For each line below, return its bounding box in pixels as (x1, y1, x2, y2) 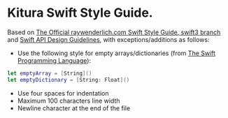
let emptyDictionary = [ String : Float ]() (7, 76, 130, 83)
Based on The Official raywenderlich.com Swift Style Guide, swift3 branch (7, 28, 221, 36)
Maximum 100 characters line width (17, 96, 120, 105)
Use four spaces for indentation (17, 89, 109, 97)
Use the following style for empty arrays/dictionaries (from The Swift (17, 49, 215, 57)
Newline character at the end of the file (17, 103, 131, 112)
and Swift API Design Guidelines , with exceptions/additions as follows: (7, 35, 210, 43)
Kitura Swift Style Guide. (7, 5, 153, 21)
